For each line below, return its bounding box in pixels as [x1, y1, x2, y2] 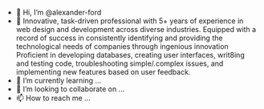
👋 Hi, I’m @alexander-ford [15, 8, 102, 17]
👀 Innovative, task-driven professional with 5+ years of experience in [15, 16, 244, 26]
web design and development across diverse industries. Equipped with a [15, 25, 257, 34]
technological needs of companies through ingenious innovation [15, 42, 229, 51]
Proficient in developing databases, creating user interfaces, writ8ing [15, 50, 245, 59]
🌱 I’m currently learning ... [15, 76, 102, 85]
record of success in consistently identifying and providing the [15, 33, 223, 42]
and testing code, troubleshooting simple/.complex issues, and [15, 59, 224, 68]
